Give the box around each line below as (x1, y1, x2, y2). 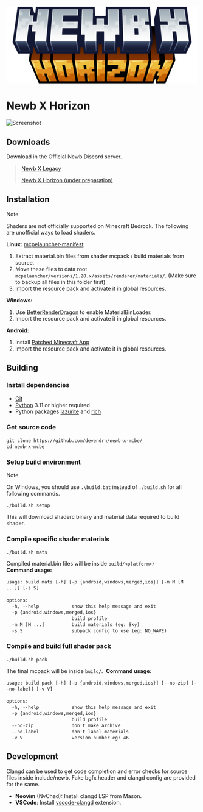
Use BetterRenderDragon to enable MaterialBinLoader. (15, 308, 152, 316)
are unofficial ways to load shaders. (6, 229, 96, 236)
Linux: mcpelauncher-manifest (6, 240, 84, 248)
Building (6, 363, 38, 373)
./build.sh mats (6, 549, 47, 555)
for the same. (6, 780, 40, 788)
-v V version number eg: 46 (12, 735, 129, 741)
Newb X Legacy (21, 165, 61, 173)
